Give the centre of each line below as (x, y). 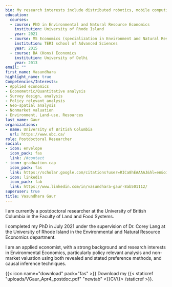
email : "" (16, 67)
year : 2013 (26, 63)
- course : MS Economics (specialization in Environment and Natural (84, 39)
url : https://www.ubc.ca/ (38, 134)
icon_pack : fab (26, 182)
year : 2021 (26, 34)
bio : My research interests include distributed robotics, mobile (78, 10)
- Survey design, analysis (34, 96)
